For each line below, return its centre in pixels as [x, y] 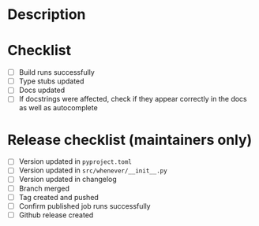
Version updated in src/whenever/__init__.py [93, 170]
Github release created [56, 215]
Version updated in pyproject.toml [75, 161]
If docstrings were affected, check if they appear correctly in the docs [133, 99]
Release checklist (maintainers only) [130, 140]
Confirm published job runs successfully [84, 206]
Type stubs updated [51, 81]
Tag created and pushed [59, 197]
